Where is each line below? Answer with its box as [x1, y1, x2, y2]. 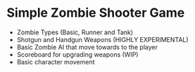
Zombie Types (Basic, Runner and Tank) [16, 28, 134, 36]
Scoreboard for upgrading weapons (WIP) [16, 50, 139, 59]
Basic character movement [16, 57, 96, 66]
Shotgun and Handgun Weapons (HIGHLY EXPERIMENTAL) [16, 35, 189, 43]
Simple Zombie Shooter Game [6, 5, 185, 21]
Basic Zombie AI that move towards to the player [16, 43, 158, 51]
